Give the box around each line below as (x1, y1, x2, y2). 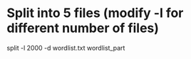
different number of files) (6, 20, 160, 36)
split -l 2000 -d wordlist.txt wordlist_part (6, 43, 125, 52)
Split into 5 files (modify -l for (6, 5, 184, 21)
